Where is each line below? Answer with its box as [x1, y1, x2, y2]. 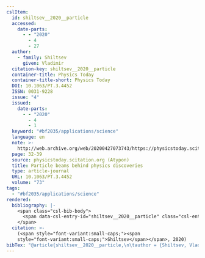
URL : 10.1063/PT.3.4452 [12, 174, 72, 180]
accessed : [12, 20, 37, 26]
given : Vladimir [22, 60, 64, 66]
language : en [12, 134, 45, 141]
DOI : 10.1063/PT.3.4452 [12, 83, 72, 89]
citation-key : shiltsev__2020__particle [12, 65, 116, 72]
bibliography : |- [12, 202, 56, 208]
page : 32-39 [12, 151, 43, 157]
